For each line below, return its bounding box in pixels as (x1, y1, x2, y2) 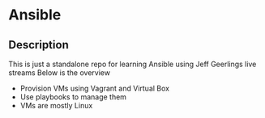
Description (8, 38, 69, 52)
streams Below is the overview (8, 68, 111, 78)
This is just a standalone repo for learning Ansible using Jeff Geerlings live (8, 59, 257, 69)
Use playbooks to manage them (19, 92, 127, 102)
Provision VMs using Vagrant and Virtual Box (19, 83, 170, 93)
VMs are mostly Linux (19, 101, 93, 110)
